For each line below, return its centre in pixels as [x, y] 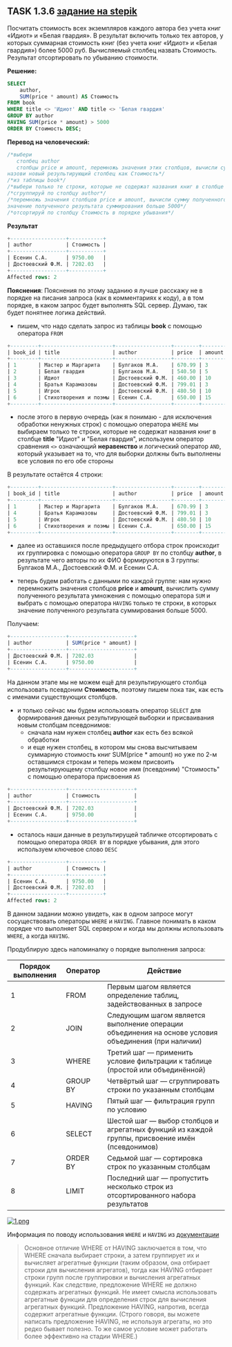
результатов [127, 1204]
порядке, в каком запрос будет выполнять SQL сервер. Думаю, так [107, 305]
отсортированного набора [151, 1195]
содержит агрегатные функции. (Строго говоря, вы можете [112, 1314]
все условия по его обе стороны [65, 461]
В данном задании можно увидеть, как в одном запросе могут [100, 914]
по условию [127, 1109]
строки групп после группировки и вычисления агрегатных [112, 1278]
